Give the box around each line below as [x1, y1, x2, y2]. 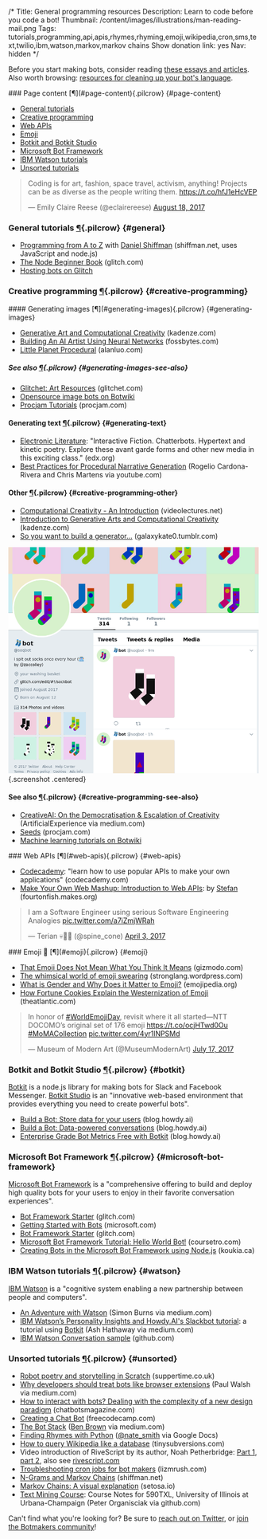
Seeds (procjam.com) [19, 826, 91, 836]
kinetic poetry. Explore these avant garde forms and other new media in [19, 444, 254, 453]
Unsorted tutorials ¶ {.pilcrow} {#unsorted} [8, 1353, 178, 1364]
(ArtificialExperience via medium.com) [19, 819, 145, 828]
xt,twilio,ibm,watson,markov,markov [8, 41, 126, 50]
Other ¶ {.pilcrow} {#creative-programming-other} [8, 488, 179, 497]
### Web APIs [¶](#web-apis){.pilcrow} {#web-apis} [8, 850, 181, 860]
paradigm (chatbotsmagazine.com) [19, 1404, 135, 1414]
